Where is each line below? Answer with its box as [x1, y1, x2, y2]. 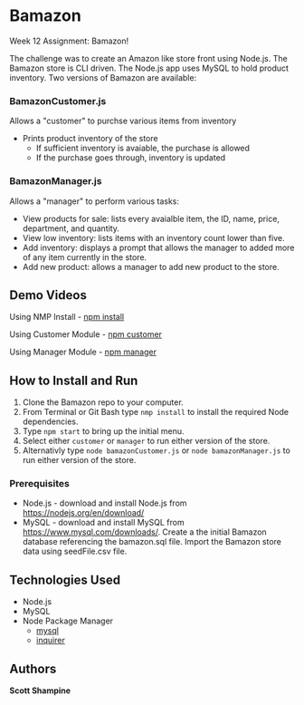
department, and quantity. [22, 223, 120, 234]
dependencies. [22, 416, 79, 427]
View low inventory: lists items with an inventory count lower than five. [22, 232, 285, 243]
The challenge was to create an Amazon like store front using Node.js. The [9, 53, 288, 63]
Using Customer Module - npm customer [9, 329, 163, 340]
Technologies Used [9, 572, 120, 587]
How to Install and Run [9, 372, 138, 388]
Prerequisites [9, 478, 70, 490]
